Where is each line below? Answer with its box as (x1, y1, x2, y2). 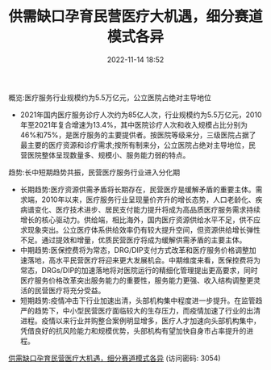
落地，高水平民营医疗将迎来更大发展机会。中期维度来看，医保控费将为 (27, 255, 261, 265)
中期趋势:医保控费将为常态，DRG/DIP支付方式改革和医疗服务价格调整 (19, 245, 250, 254)
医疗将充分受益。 (48, 285, 106, 295)
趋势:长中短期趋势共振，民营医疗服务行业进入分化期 (8, 167, 181, 177)
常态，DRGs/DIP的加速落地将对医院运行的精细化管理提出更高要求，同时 (19, 265, 258, 275)
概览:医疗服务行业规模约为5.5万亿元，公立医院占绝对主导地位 (8, 92, 212, 102)
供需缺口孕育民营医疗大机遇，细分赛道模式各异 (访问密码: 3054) (8, 353, 221, 363)
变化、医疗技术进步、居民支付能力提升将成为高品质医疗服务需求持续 (34, 204, 261, 214)
